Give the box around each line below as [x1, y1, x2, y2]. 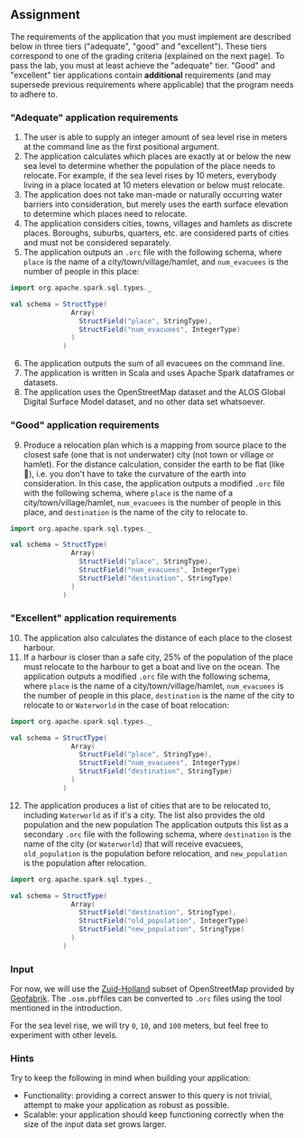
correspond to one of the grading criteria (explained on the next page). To [10, 50, 285, 61]
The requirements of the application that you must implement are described [10, 31, 291, 42]
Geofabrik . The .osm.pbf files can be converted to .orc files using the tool [10, 993, 282, 1004]
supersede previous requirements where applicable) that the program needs [10, 79, 294, 89]
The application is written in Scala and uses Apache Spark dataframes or [23, 367, 295, 378]
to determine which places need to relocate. [23, 208, 188, 219]
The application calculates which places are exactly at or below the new [23, 151, 291, 162]
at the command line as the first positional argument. [23, 142, 220, 153]
